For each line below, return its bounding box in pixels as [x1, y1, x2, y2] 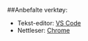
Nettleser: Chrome [17, 27, 71, 34]
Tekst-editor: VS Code [17, 19, 81, 27]
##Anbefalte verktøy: [7, 6, 68, 14]
